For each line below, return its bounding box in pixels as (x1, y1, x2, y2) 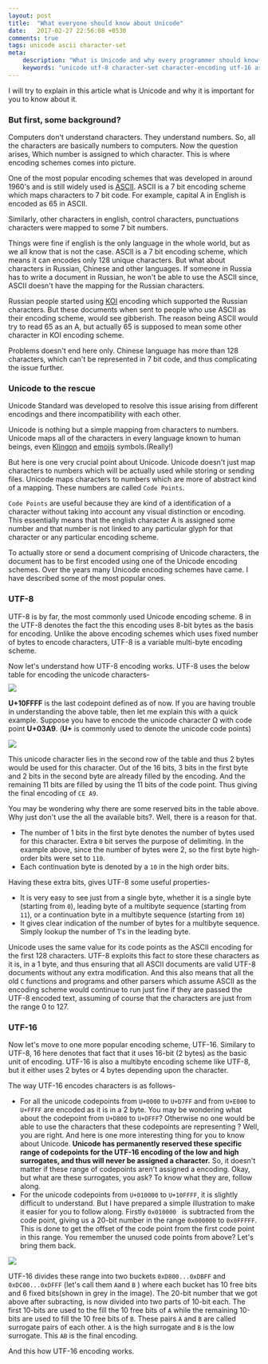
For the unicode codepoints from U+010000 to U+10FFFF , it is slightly (19, 1190, 238, 1199)
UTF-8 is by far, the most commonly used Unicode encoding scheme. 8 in (8, 611, 251, 621)
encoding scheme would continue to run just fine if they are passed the (8, 985, 242, 994)
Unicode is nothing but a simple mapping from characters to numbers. (8, 425, 239, 434)
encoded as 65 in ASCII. (8, 199, 88, 209)
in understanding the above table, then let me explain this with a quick (8, 706, 238, 716)
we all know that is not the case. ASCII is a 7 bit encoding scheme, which (8, 247, 248, 257)
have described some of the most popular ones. (8, 574, 166, 583)
